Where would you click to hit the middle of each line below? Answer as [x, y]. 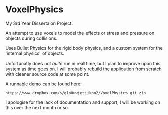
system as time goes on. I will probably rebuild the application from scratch [83, 69]
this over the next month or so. [37, 107]
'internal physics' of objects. [35, 53]
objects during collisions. [31, 38]
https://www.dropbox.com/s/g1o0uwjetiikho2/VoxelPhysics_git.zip [75, 93]
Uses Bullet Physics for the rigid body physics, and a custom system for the [84, 48]
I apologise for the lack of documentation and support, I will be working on [83, 102]
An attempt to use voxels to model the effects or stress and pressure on [80, 33]
